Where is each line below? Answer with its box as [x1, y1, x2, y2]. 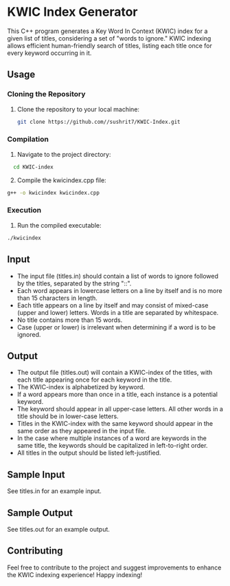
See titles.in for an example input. [7, 487, 102, 495]
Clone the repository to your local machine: [16, 105, 139, 113]
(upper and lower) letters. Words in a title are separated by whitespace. [16, 308, 219, 316]
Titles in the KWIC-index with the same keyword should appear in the [16, 420, 214, 428]
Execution [7, 206, 42, 215]
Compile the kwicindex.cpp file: [16, 176, 106, 184]
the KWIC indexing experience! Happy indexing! [7, 570, 143, 578]
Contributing [7, 545, 63, 557]
